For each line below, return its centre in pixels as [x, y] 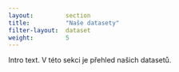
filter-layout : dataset [50, 30]
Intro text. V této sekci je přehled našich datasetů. [90, 60]
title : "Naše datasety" [64, 23]
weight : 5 [39, 38]
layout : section [50, 15]
